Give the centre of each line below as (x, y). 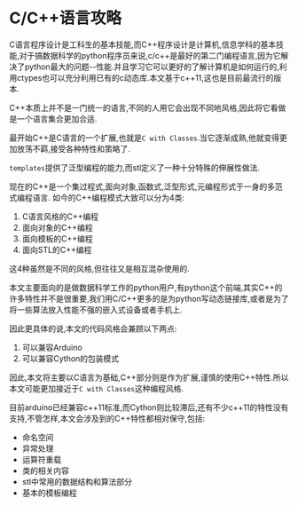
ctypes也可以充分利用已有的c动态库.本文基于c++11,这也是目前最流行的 (145, 77)
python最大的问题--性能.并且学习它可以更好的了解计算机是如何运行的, (152, 67)
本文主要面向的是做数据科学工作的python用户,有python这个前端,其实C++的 (146, 287)
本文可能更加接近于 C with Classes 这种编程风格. (97, 388)
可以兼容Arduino (52, 347)
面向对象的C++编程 (57, 227)
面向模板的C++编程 (57, 238)
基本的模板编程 (49, 493)
